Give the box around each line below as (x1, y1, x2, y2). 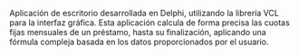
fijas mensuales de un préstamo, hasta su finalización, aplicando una (9, 27, 267, 37)
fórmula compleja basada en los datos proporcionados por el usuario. (9, 36, 269, 47)
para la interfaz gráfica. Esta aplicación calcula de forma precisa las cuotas (9, 17, 290, 28)
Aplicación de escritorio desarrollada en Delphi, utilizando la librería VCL (9, 8, 279, 18)
